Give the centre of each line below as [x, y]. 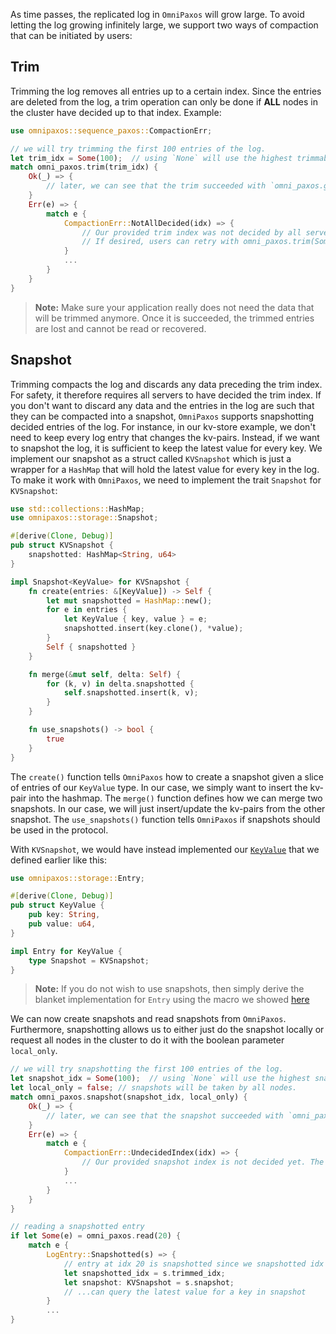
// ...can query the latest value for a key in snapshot [185, 1292]
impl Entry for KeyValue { [66, 951]
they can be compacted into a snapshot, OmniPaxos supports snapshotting [162, 416]
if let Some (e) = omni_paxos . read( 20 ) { [96, 1236]
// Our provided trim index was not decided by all [191, 232]
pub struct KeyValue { [57, 905]
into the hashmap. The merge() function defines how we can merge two [175, 798]
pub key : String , [64, 915]
